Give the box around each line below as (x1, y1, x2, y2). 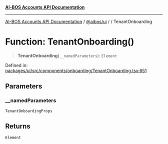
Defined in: (5, 62, 28, 68)
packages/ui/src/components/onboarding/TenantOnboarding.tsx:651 (5, 67, 147, 73)
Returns (5, 122, 31, 130)
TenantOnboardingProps (5, 108, 52, 113)
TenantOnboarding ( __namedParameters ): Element (17, 52, 117, 58)
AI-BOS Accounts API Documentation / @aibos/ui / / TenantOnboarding (5, 18, 152, 24)
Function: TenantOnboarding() (5, 36, 134, 47)
